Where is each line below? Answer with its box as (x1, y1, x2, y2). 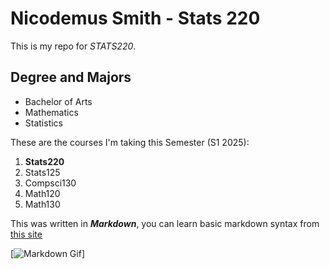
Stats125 (24, 166, 61, 178)
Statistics (24, 117, 64, 129)
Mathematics (24, 106, 79, 118)
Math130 (24, 198, 61, 210)
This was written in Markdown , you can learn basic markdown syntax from (10, 217, 320, 229)
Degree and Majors (10, 69, 132, 86)
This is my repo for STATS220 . (10, 40, 137, 52)
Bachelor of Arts (24, 95, 93, 107)
